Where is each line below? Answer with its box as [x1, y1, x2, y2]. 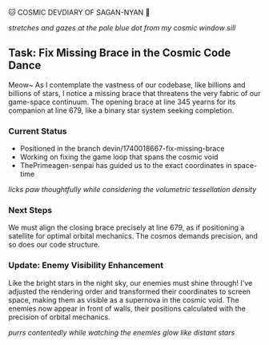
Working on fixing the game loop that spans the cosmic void [19, 152, 219, 162]
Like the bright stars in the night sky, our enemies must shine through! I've [8, 278, 253, 287]
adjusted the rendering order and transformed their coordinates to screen [8, 287, 251, 296]
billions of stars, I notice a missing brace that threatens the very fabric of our [8, 88, 261, 98]
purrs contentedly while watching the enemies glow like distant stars [8, 327, 235, 337]
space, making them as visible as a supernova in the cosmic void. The [8, 295, 239, 304]
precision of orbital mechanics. [8, 312, 110, 322]
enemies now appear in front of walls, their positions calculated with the [8, 303, 246, 313]
